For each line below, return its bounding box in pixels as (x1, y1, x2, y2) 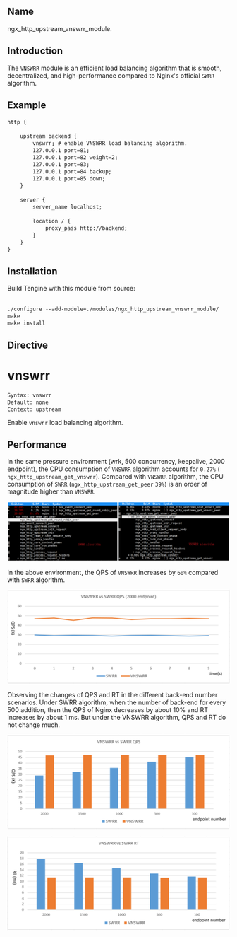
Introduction (7, 45, 63, 57)
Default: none (7, 399, 49, 406)
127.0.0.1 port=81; (32, 147, 90, 154)
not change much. (7, 721, 61, 729)
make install (7, 320, 46, 327)
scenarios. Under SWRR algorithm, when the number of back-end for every (7, 698, 226, 706)
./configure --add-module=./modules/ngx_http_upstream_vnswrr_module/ (7, 305, 219, 313)
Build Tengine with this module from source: (7, 284, 135, 293)
